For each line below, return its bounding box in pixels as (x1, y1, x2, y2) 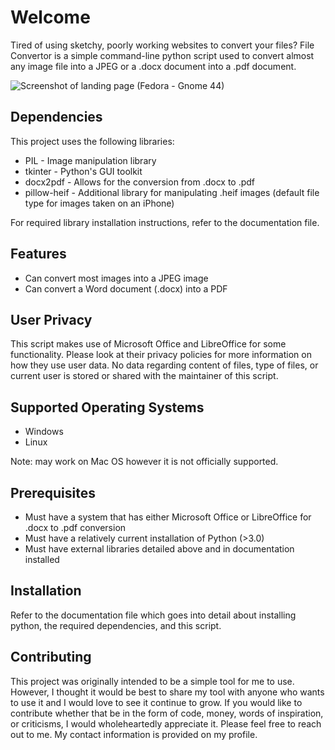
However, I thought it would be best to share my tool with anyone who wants (10, 686, 325, 698)
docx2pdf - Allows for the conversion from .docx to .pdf (24, 176, 256, 188)
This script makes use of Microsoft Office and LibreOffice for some (10, 338, 287, 350)
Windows (24, 426, 64, 438)
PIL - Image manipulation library (24, 154, 157, 166)
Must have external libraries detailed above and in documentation (24, 543, 295, 555)
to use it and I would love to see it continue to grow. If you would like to (10, 696, 303, 708)
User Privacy (10, 311, 93, 328)
